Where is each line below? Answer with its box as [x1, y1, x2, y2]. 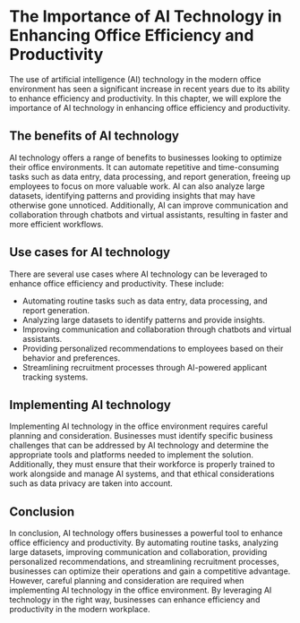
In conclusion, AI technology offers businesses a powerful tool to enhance [9, 528, 284, 539]
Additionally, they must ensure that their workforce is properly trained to [9, 459, 276, 470]
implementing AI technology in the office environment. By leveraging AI [9, 585, 272, 596]
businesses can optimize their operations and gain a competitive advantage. [9, 566, 291, 576]
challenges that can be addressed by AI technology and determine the [9, 440, 269, 451]
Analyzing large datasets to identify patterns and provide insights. [21, 314, 266, 325]
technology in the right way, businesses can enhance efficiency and [9, 594, 261, 605]
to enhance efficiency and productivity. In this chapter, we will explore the [9, 92, 282, 104]
